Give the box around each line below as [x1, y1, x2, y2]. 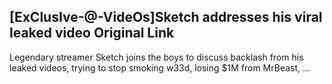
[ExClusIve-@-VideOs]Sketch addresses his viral [9, 9, 323, 26]
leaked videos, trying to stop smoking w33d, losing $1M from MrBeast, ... [9, 61, 311, 74]
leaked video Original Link [9, 25, 175, 42]
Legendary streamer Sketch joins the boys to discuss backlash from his [9, 51, 304, 63]
